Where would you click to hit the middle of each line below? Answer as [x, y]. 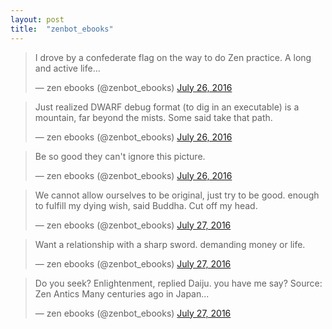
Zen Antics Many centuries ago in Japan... [122, 293]
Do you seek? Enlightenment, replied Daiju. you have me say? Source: [178, 283]
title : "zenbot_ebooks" [62, 29]
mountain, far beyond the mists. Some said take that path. [153, 117]
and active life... [67, 68]
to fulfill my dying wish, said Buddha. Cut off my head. [146, 205]
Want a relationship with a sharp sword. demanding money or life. [170, 244]
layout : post [37, 19]
